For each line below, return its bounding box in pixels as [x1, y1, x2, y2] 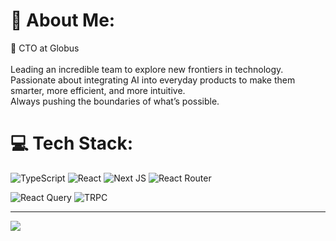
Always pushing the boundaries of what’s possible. [10, 95, 220, 107]
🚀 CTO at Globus [10, 42, 80, 54]
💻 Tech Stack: [10, 132, 134, 155]
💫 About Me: [10, 9, 116, 32]
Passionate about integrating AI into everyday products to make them [10, 74, 296, 86]
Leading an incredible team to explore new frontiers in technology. [10, 63, 284, 75]
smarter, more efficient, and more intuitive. [10, 84, 186, 96]
